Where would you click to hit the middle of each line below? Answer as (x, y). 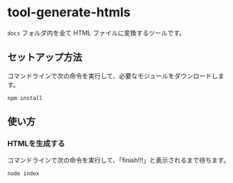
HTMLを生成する (36, 144)
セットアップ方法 (45, 57)
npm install (25, 98)
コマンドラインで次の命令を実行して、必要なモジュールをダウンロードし (113, 76)
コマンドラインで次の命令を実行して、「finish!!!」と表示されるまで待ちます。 (119, 160)
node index (23, 174)
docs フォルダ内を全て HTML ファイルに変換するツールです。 (97, 33)
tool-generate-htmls (69, 12)
